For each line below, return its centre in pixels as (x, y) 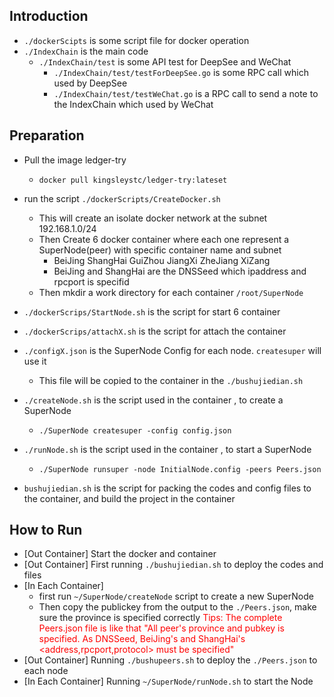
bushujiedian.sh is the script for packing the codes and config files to (167, 488)
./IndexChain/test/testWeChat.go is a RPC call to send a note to (186, 93)
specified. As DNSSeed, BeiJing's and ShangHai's (142, 639)
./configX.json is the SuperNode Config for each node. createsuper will (172, 350)
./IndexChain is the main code (86, 51)
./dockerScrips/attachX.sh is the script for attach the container (155, 331)
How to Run (46, 530)
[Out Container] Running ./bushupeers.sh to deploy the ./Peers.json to (170, 660)
